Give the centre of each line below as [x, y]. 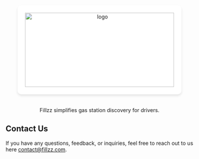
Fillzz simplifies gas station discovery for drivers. [99, 110]
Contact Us [27, 129]
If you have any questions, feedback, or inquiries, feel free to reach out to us [99, 143]
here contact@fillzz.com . [36, 149]
